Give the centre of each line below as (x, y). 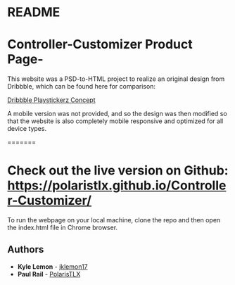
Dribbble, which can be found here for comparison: (82, 87)
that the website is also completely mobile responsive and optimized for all (115, 121)
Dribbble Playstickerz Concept (51, 100)
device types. (27, 129)
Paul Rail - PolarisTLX (49, 274)
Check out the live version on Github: (118, 171)
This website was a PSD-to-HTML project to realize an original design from (116, 79)
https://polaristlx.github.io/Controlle (117, 185)
